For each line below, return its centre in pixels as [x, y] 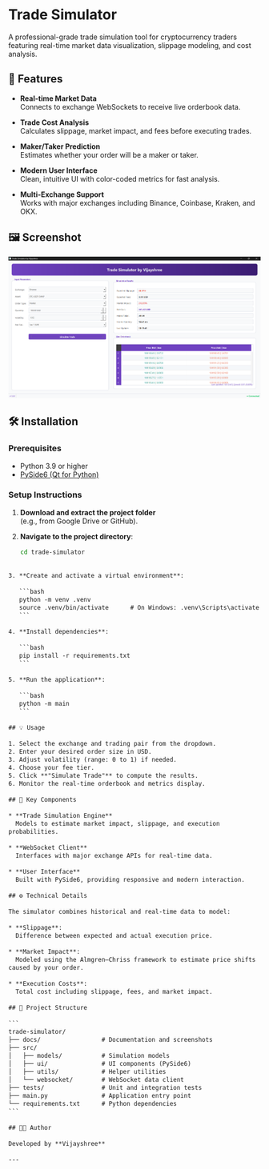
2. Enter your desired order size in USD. [80, 751]
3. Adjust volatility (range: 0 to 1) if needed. [93, 759]
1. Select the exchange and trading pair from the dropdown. [112, 743]
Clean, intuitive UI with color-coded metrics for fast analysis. [120, 178]
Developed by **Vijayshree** [57, 1143]
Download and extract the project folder [88, 512]
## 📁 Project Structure [48, 1007]
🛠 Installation [43, 422]
